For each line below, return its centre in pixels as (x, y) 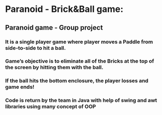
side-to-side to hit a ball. (36, 48)
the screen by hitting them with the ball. (54, 67)
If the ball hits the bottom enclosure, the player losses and (77, 81)
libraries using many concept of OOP (51, 107)
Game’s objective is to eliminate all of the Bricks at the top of (80, 61)
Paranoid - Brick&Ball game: (64, 9)
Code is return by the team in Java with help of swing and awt (81, 101)
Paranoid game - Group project (54, 28)
